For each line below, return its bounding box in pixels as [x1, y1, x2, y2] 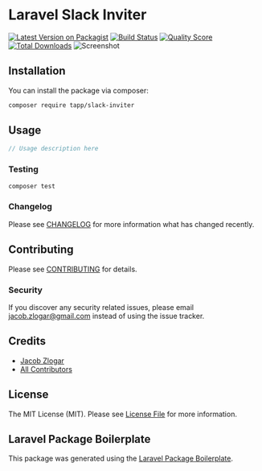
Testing [8, 163, 39, 175]
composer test [8, 182, 56, 190]
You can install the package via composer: [8, 85, 149, 95]
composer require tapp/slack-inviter [8, 101, 135, 109]
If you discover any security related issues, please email [8, 302, 194, 312]
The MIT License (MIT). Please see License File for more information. [8, 409, 237, 419]
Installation [8, 64, 66, 78]
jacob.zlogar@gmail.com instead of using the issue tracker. [8, 311, 205, 320]
